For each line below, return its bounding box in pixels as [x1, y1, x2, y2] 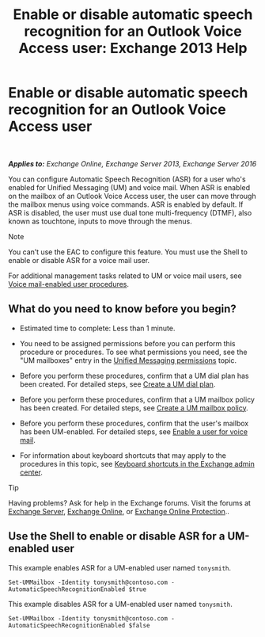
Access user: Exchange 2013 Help [18, 40, 248, 57]
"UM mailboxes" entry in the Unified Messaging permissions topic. [19, 355, 237, 365]
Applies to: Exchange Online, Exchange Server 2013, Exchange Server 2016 [8, 158, 257, 168]
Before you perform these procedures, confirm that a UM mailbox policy [19, 395, 256, 404]
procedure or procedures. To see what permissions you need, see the [19, 347, 248, 357]
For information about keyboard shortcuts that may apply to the [19, 450, 227, 460]
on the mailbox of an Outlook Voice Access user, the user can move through [8, 191, 256, 200]
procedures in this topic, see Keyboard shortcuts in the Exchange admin [19, 459, 255, 468]
